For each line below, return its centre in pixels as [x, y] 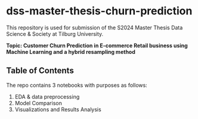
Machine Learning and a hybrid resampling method [71, 51]
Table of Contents [40, 71]
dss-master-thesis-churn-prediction [99, 11]
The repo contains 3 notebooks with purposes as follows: [77, 85]
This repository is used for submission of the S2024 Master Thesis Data [95, 28]
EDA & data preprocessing [47, 96]
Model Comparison [38, 103]
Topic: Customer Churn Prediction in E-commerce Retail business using [97, 45]
